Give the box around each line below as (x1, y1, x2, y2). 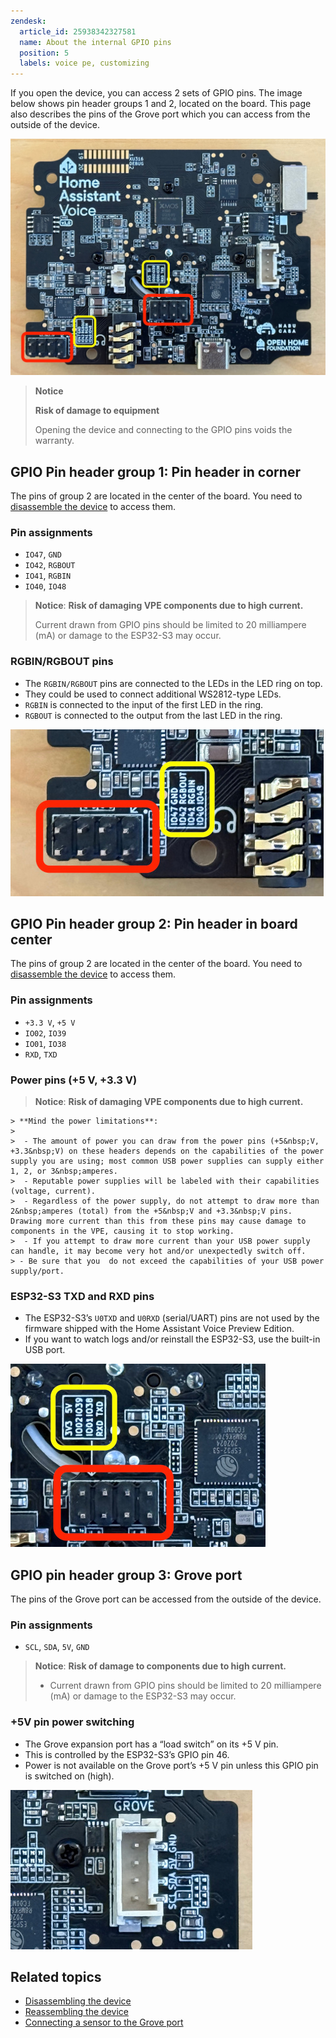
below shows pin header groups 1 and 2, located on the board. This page (10, 98, 312, 110)
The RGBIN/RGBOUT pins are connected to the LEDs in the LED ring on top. (24, 677, 323, 689)
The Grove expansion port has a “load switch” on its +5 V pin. (24, 1738, 279, 1750)
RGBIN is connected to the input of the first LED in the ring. (24, 698, 264, 710)
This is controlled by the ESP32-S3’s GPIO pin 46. (24, 1748, 230, 1760)
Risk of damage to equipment (34, 405, 160, 417)
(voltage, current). (10, 1186, 97, 1196)
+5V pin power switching (10, 1715, 135, 1729)
